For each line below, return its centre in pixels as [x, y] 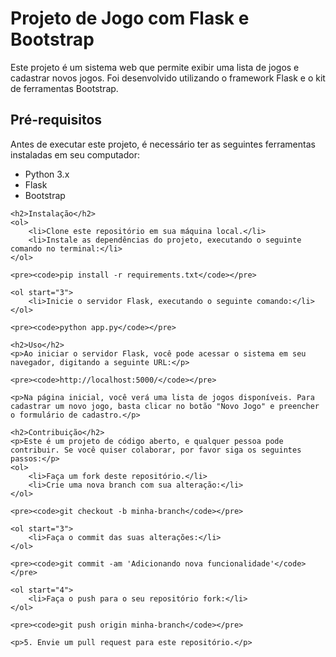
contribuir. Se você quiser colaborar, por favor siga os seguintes [156, 450]
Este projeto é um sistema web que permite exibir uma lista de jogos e [155, 67]
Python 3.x [47, 174]
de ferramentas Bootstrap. [64, 88]
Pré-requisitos [56, 120]
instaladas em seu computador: [75, 154]
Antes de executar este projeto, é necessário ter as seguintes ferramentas [163, 144]
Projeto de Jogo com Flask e [130, 18]
